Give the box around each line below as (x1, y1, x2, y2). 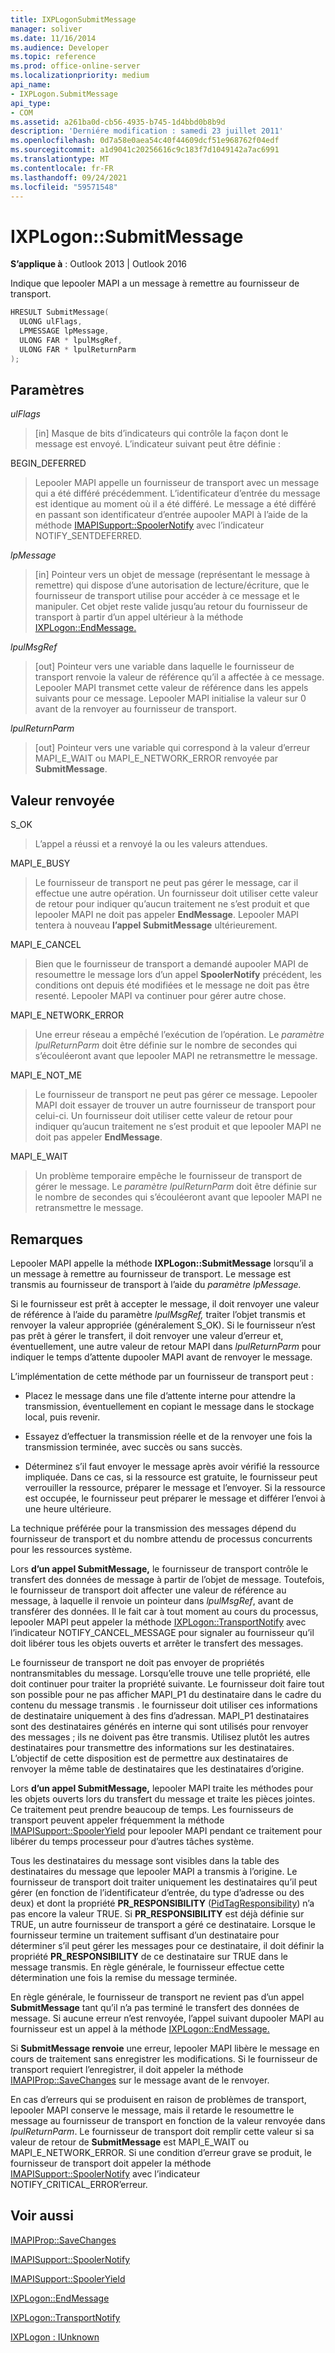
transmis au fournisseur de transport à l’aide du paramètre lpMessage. (10, 1279, 302, 1290)
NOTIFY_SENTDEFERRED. (34, 530, 142, 542)
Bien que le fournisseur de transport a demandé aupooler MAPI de (34, 958, 309, 970)
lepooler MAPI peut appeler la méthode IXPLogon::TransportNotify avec (10, 1616, 307, 1628)
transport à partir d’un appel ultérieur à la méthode (34, 611, 244, 623)
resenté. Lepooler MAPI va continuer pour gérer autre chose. (34, 990, 287, 1002)
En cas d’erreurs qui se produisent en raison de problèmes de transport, (10, 2094, 307, 2105)
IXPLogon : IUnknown (10, 2331, 100, 2343)
